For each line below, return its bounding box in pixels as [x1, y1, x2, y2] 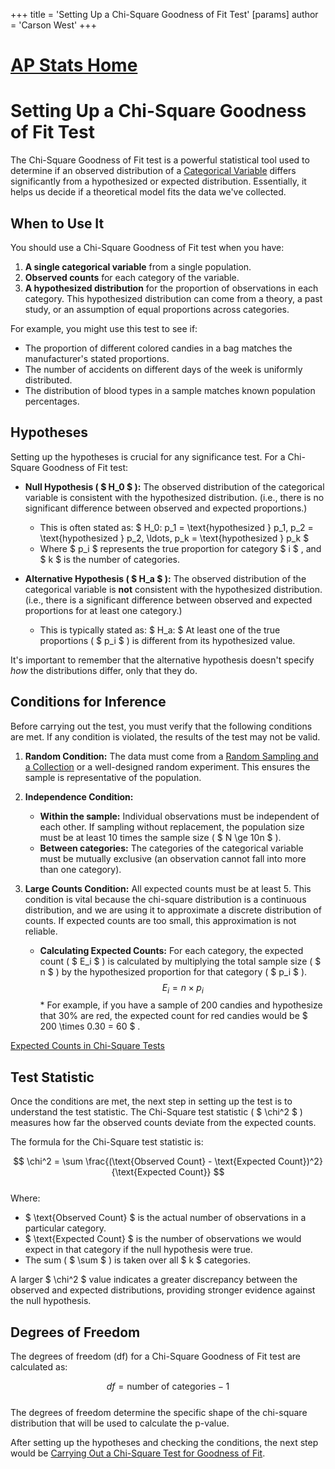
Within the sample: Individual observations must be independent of [39, 810, 320, 822]
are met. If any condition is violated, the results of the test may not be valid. [10, 730, 321, 743]
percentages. [24, 395, 80, 407]
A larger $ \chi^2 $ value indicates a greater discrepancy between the [10, 1274, 298, 1286]
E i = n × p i [161, 981, 204, 996]
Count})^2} [277, 1155, 323, 1168]
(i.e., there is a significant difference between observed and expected [24, 594, 313, 606]
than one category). [39, 863, 122, 875]
